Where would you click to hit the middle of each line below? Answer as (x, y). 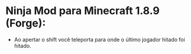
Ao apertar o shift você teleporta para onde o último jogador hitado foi (100, 39)
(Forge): (26, 23)
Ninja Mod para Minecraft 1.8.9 (83, 11)
